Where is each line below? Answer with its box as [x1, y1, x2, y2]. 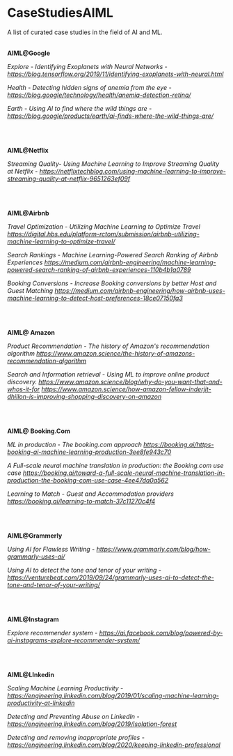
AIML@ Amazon [7, 328, 56, 336]
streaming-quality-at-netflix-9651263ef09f [7, 174, 131, 183]
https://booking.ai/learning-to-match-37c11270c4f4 [7, 497, 156, 505]
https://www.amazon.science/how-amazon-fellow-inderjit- [41, 385, 211, 393]
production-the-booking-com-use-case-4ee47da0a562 [7, 476, 169, 484]
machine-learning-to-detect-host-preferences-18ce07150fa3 [7, 294, 183, 302]
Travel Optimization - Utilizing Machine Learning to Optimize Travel [7, 222, 200, 231]
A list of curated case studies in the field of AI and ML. [7, 28, 163, 36]
